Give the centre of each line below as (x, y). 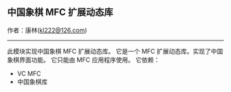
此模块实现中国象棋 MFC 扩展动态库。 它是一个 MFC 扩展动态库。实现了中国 (115, 51)
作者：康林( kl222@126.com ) (47, 30)
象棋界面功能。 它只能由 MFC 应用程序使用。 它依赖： (84, 60)
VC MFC (29, 73)
